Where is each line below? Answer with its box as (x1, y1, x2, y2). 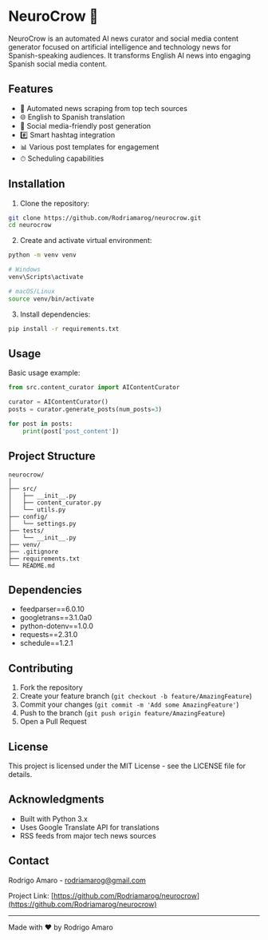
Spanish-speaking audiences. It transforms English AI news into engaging (8, 50, 251, 60)
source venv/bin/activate (8, 295, 94, 303)
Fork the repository (19, 683, 84, 692)
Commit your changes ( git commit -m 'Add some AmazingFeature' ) (19, 699, 239, 710)
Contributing (8, 661, 73, 675)
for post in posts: (8, 420, 73, 428)
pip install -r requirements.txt (8, 325, 120, 333)
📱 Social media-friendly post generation (19, 121, 152, 130)
